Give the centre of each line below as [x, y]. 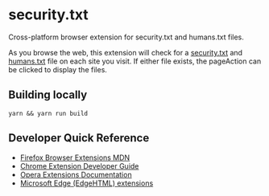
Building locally [48, 95]
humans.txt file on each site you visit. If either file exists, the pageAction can [135, 61]
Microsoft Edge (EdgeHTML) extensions [87, 183]
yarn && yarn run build [48, 113]
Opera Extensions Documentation [76, 174]
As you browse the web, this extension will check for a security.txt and [126, 52]
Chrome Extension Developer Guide [79, 165]
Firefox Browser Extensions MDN [75, 157]
